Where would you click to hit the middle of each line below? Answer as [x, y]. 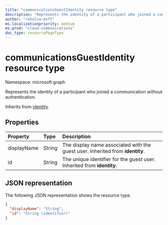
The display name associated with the [107, 145]
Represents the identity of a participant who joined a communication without [84, 92]
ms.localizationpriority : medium [40, 24]
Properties [22, 122]
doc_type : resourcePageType [34, 33]
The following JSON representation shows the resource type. [68, 195]
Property [18, 136]
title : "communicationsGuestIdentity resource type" [61, 10]
